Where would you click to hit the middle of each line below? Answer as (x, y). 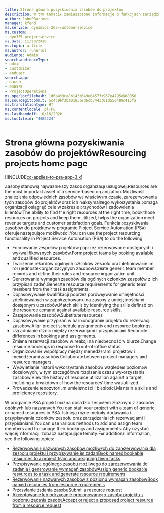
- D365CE (14, 82)
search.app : (17, 78)
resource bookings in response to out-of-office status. (67, 346)
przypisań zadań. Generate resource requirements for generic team (79, 284)
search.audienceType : (27, 60)
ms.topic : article (24, 46)
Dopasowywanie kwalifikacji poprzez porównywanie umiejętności (78, 294)
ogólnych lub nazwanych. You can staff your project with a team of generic (80, 408)
